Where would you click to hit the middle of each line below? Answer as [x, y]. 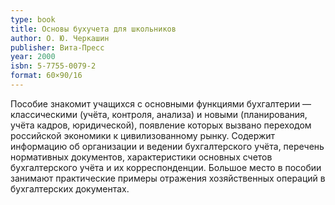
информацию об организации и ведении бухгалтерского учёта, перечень [167, 146]
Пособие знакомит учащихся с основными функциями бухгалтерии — [161, 103]
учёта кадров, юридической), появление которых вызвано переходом [161, 125]
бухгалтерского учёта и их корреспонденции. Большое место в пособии [166, 167]
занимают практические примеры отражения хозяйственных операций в [168, 178]
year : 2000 [33, 57]
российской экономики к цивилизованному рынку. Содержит [143, 135]
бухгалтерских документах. [70, 188]
